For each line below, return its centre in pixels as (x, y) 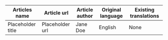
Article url (56, 13)
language (111, 16)
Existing (145, 10)
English (107, 27)
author (85, 16)
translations (144, 16)
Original (111, 10)
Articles (22, 10)
